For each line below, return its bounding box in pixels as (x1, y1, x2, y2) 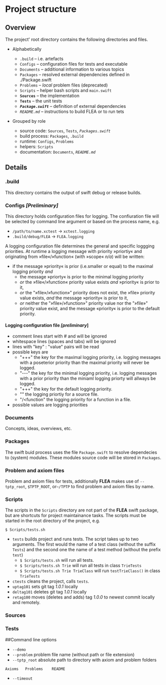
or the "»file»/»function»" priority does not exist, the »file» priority (19, 289, 155, 295)
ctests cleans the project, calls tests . (12, 578, 89, 585)
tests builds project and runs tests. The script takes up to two (12, 536, 139, 542)
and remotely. (12, 599, 41, 605)
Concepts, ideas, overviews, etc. (5, 426, 72, 431)
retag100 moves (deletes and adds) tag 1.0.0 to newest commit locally (12, 594, 155, 600)
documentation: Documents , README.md (19, 149, 96, 155)
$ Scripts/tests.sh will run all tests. (19, 557, 94, 563)
